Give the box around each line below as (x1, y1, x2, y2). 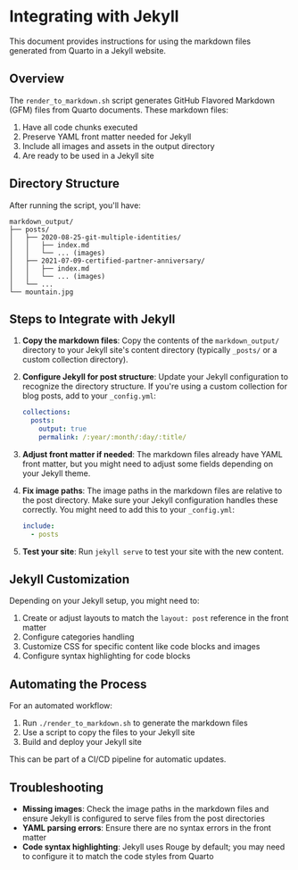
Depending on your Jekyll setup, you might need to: (9, 596, 200, 606)
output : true (38, 424, 87, 434)
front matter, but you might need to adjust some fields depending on (21, 458, 274, 469)
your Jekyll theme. (21, 467, 91, 479)
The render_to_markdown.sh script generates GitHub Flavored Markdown (9, 95, 275, 105)
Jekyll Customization (9, 572, 130, 587)
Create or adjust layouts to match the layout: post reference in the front (21, 613, 289, 623)
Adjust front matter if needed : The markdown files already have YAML (21, 448, 283, 459)
